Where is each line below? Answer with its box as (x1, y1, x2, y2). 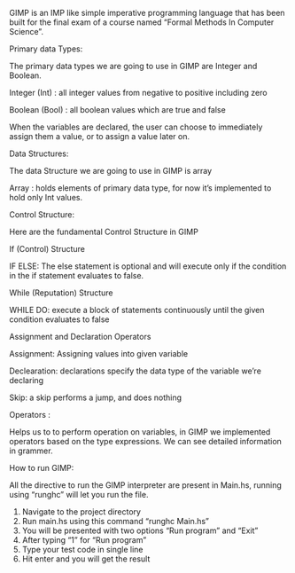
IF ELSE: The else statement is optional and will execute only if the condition (9, 261, 287, 271)
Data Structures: (9, 148, 69, 159)
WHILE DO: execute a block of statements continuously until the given (9, 305, 265, 315)
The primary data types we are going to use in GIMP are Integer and (9, 61, 258, 71)
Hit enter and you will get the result (21, 553, 151, 564)
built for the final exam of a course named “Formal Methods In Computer (9, 17, 275, 27)
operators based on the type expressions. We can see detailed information (9, 436, 282, 446)
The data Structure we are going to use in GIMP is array (9, 166, 213, 176)
